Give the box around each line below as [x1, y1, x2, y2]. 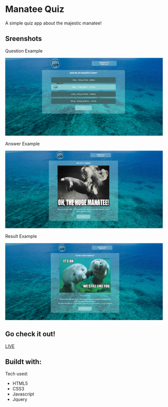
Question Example [5, 47, 43, 53]
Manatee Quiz [5, 3, 64, 15]
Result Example [5, 233, 37, 239]
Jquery [12, 396, 27, 402]
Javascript [12, 391, 34, 397]
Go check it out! [5, 330, 56, 338]
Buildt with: [5, 357, 41, 366]
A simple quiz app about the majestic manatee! [5, 20, 102, 26]
